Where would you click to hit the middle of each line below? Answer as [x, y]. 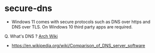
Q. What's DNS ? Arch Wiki [31, 36]
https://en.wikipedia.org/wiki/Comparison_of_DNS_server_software [78, 45]
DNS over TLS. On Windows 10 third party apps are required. [72, 26]
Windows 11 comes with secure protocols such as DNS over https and [81, 22]
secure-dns [28, 8]
